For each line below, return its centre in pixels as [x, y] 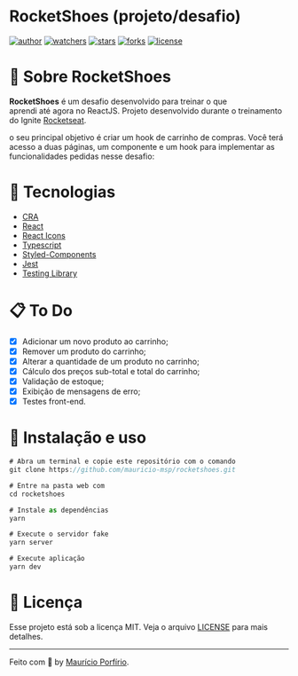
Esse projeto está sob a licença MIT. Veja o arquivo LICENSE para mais [139, 626]
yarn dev [25, 567]
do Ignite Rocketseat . [48, 120]
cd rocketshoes [37, 494]
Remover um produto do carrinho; [84, 351]
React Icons [44, 235]
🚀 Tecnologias [63, 192]
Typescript [42, 245]
